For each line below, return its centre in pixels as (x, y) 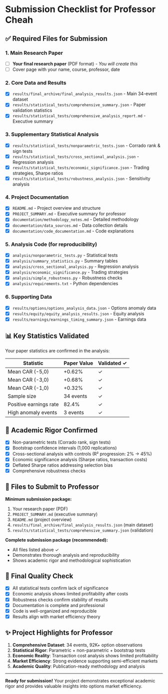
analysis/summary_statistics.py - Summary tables (65, 261)
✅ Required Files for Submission (56, 38)
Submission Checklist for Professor (80, 9)
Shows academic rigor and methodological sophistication (71, 560)
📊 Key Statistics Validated (47, 336)
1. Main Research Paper (34, 53)
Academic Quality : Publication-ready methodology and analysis (79, 666)
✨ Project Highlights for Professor (59, 633)
